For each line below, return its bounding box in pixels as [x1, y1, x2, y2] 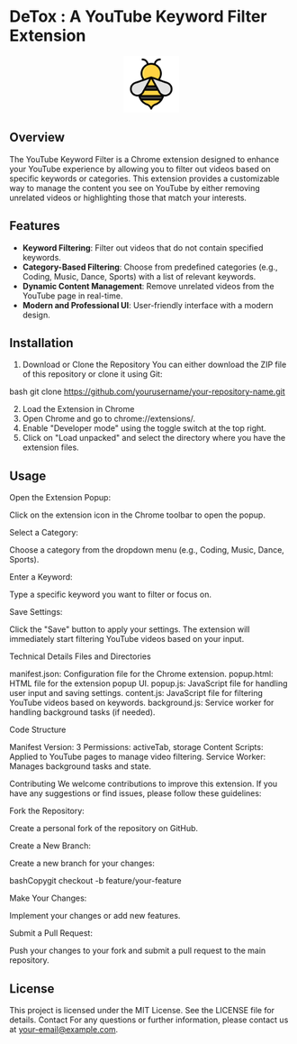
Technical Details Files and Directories [9, 651, 151, 662]
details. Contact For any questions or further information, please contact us [9, 1014, 289, 1025]
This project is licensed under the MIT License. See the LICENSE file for [9, 1005, 275, 1015]
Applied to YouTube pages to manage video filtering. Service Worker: [9, 751, 266, 763]
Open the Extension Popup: [9, 492, 111, 503]
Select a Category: [9, 527, 79, 538]
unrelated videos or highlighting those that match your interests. [9, 192, 247, 203]
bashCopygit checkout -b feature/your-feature [9, 875, 182, 886]
